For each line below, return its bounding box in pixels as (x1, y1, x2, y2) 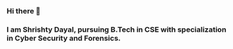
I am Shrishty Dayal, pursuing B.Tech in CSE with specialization (6, 24, 227, 34)
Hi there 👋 (6, 6, 41, 16)
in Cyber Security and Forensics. (6, 33, 121, 43)
